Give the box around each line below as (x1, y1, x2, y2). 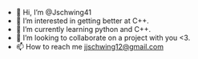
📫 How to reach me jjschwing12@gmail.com (15, 42, 164, 51)
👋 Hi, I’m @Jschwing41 (15, 8, 92, 17)
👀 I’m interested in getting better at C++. (15, 16, 150, 26)
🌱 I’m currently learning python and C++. (15, 25, 152, 33)
